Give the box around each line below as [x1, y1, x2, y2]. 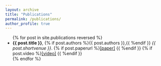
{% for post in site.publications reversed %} [12, 35, 103, 41]
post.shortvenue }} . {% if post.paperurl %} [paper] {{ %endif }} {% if [12, 45, 153, 51]
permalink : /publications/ [5, 16, 61, 21]
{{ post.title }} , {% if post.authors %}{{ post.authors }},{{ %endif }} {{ [12, 40, 156, 46]
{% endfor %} [12, 56, 41, 62]
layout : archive [5, 7, 39, 12]
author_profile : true [5, 21, 50, 26]
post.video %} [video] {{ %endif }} [12, 51, 82, 57]
